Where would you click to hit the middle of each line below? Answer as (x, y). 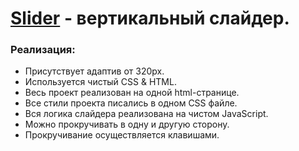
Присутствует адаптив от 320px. (94, 71)
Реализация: (43, 50)
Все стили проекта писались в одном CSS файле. (131, 103)
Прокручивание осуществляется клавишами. (122, 135)
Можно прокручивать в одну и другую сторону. (127, 124)
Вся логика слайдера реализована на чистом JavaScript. (146, 114)
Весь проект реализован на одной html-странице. (132, 93)
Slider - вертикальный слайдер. (150, 18)
